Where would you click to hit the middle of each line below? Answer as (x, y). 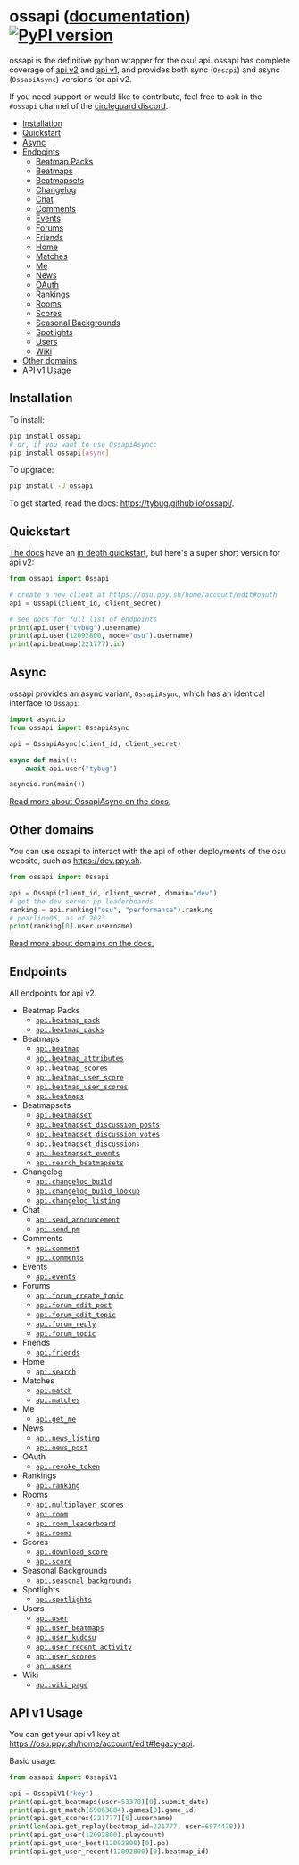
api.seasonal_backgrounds (83, 1581)
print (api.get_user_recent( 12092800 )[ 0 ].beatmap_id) (109, 1852)
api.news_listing (68, 1439)
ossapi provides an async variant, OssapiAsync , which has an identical (137, 693)
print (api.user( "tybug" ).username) (75, 627)
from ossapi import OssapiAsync (69, 727)
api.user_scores (66, 1657)
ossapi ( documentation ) (100, 17)
